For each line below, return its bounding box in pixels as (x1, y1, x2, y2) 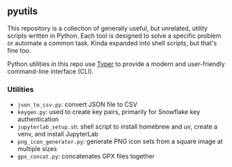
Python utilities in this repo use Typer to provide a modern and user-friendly (7, 59, 225, 68)
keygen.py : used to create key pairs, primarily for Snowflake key (17, 108, 201, 116)
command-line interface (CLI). (7, 67, 94, 75)
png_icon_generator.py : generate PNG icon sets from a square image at (17, 137, 223, 145)
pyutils (7, 6, 38, 17)
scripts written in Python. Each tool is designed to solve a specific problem (7, 31, 222, 40)
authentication (17, 115, 59, 124)
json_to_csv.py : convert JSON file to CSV (17, 100, 138, 109)
